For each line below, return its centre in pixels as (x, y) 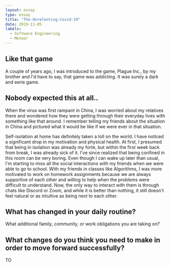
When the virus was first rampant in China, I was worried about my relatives (84, 110)
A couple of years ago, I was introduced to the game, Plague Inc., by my (81, 71)
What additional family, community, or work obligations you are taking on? (82, 224)
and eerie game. (22, 82)
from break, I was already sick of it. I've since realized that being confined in (85, 153)
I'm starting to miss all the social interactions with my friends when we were (84, 163)
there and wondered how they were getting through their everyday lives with (85, 115)
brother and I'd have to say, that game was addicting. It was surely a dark (82, 76)
